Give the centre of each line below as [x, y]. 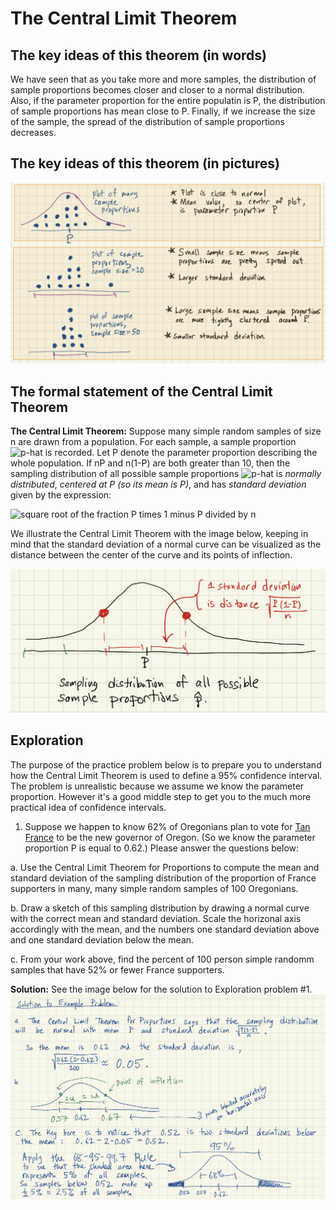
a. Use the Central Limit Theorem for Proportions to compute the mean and [165, 867]
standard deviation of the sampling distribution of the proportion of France [163, 878]
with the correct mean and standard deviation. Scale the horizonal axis [156, 918]
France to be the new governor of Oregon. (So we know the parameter [170, 837]
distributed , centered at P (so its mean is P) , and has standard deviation [158, 484]
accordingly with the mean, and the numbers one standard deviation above [165, 929]
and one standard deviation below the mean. [102, 939]
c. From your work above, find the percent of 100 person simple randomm [162, 959]
